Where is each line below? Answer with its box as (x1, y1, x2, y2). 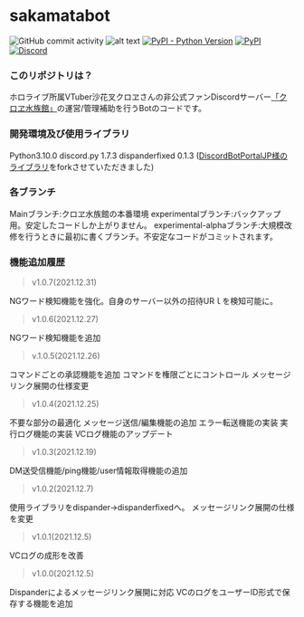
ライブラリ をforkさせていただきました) (9, 161, 155, 172)
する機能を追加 (16, 598, 73, 609)
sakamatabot (9, 5, 110, 26)
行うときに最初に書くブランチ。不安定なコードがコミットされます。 (24, 231, 278, 242)
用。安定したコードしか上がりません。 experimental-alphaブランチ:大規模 (9, 219, 285, 231)
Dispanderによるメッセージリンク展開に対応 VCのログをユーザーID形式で (9, 587, 282, 598)
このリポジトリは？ (9, 69, 93, 81)
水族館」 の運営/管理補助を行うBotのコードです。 (24, 103, 206, 114)
